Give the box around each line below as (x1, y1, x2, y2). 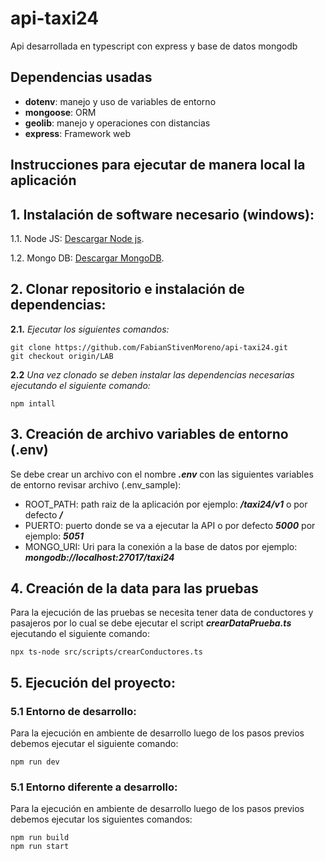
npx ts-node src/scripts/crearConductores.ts (10, 647, 203, 657)
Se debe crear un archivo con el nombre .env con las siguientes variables (10, 468, 314, 480)
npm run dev (10, 757, 60, 767)
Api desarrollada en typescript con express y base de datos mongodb (10, 40, 298, 52)
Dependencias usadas (10, 69, 153, 86)
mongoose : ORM (24, 106, 97, 118)
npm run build (10, 833, 70, 843)
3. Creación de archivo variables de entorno (10, 426, 289, 443)
